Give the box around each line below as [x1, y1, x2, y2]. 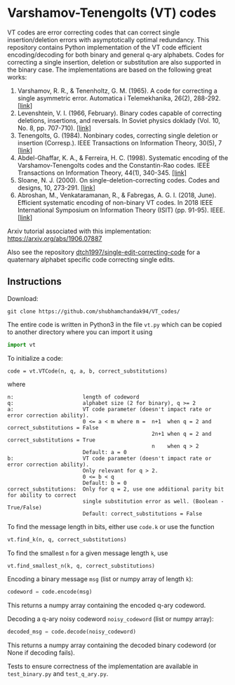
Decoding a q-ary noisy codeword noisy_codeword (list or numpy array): [7, 615, 214, 623]
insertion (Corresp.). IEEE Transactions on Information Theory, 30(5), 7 [17, 138, 222, 147]
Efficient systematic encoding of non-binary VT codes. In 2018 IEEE [17, 198, 213, 206]
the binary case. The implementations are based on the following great [7, 65, 212, 74]
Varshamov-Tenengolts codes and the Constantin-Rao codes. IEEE [17, 161, 210, 169]
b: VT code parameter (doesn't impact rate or [7, 455, 212, 462]
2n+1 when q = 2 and [152, 430, 212, 437]
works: [7, 72, 27, 81]
